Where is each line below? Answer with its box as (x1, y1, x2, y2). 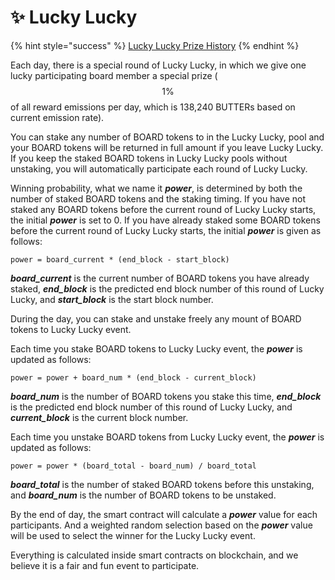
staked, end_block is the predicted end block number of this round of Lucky (10, 282, 325, 295)
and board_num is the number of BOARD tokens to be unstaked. (10, 489, 277, 501)
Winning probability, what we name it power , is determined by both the (10, 182, 303, 194)
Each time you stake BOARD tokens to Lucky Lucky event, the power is (10, 342, 303, 355)
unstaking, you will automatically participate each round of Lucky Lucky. (10, 162, 308, 175)
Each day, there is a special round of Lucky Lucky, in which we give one (10, 59, 307, 71)
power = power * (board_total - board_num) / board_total (10, 461, 257, 471)
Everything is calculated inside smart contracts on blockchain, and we (10, 549, 299, 561)
